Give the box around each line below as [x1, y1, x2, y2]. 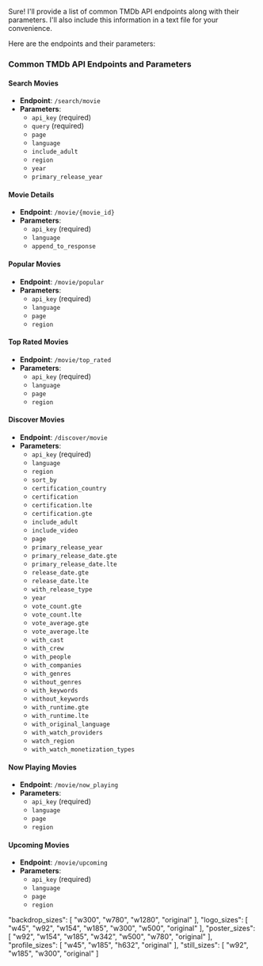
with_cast [31, 636, 65, 644]
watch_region [31, 737, 75, 745]
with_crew [31, 644, 65, 652]
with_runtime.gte [31, 703, 90, 712]
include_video [31, 526, 78, 534]
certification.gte [31, 510, 93, 517]
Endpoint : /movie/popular [19, 277, 105, 286]
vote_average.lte [31, 628, 90, 636]
